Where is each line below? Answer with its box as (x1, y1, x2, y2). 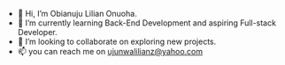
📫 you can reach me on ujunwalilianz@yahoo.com (17, 47, 204, 56)
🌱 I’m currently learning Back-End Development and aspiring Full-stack (17, 18, 277, 28)
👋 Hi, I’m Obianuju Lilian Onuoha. (17, 9, 137, 18)
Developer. (17, 27, 58, 37)
